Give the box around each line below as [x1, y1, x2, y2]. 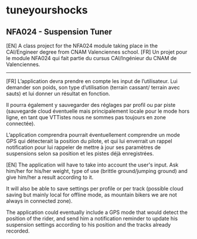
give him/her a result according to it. [6, 174, 94, 181]
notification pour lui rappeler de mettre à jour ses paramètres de [6, 144, 161, 151]
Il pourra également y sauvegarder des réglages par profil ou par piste [6, 102, 176, 108]
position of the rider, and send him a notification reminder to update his [6, 215, 178, 222]
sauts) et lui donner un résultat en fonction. [6, 90, 110, 97]
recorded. [6, 227, 30, 234]
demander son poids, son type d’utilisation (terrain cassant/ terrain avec [6, 84, 180, 91]
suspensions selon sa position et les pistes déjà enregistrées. [6, 150, 154, 157]
